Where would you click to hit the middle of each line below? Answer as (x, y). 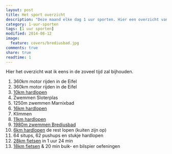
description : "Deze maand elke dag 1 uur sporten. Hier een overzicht (82, 19)
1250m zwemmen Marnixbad (44, 103)
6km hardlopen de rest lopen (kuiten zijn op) (60, 130)
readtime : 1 (18, 57)
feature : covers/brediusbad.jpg (45, 43)
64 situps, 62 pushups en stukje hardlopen (58, 136)
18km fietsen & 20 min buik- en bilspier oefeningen (67, 146)
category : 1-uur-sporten (32, 24)
